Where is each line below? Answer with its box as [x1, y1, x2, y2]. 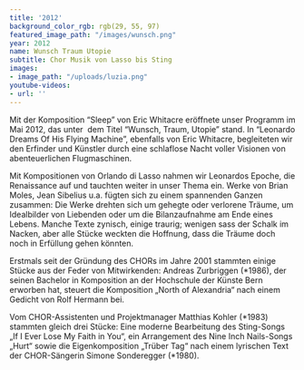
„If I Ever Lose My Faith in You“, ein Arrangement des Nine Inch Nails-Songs [9, 330, 293, 341]
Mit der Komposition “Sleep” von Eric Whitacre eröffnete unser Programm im [9, 114, 296, 125]
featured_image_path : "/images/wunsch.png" [9, 30, 177, 39]
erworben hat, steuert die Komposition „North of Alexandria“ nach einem [9, 284, 281, 295]
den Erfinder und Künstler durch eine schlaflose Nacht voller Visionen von [9, 142, 286, 154]
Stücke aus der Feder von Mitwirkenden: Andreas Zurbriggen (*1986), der [9, 265, 288, 276]
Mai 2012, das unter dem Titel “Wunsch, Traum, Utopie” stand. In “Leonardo [9, 123, 296, 134]
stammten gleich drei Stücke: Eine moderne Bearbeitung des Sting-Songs [9, 321, 286, 332]
